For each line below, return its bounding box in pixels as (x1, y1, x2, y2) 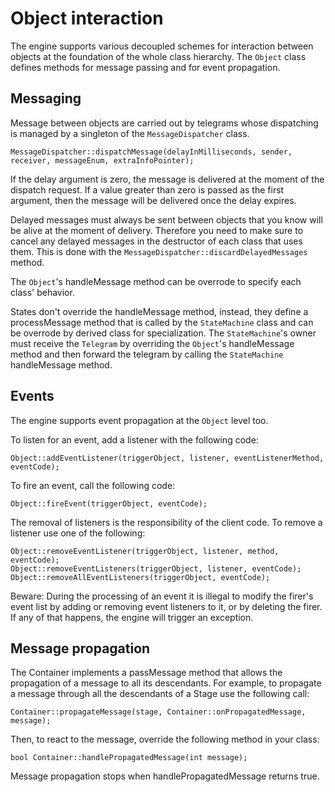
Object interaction (10, 7, 164, 30)
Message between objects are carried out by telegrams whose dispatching (10, 117, 319, 129)
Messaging (10, 90, 82, 107)
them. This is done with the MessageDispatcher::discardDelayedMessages (10, 245, 308, 257)
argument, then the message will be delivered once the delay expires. (10, 194, 297, 206)
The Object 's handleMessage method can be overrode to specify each (10, 275, 302, 287)
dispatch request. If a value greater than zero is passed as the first (10, 183, 285, 196)
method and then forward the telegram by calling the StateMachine (10, 348, 284, 360)
